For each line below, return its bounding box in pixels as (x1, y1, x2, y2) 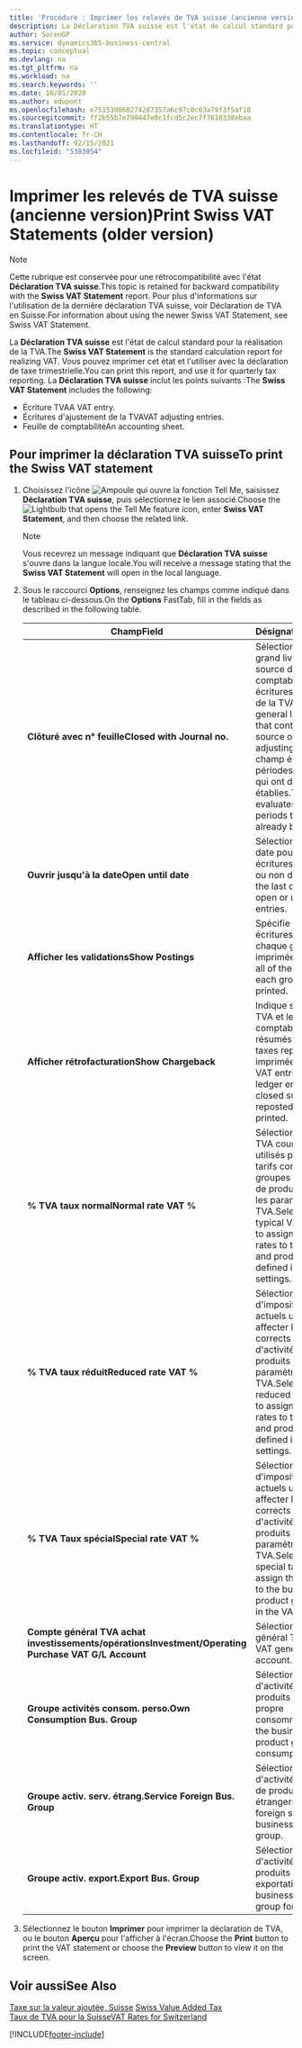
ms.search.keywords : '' (9, 80, 99, 89)
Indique (255, 1000, 288, 1012)
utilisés (255, 1149, 286, 1162)
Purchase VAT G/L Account (26, 1648, 147, 1661)
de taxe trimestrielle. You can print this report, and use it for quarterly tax (9, 365, 277, 376)
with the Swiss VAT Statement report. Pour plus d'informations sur (9, 290, 258, 301)
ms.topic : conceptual (9, 47, 91, 56)
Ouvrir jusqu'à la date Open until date (26, 869, 190, 882)
